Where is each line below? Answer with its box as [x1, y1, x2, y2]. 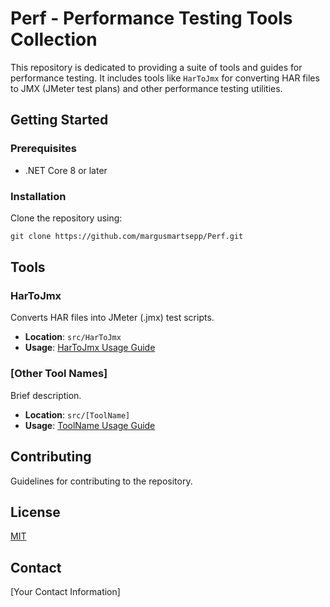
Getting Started [10, 112, 109, 129]
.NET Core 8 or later [24, 164, 108, 176]
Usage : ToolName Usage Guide [24, 419, 156, 431]
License [10, 503, 61, 521]
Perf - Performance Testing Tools [10, 7, 293, 30]
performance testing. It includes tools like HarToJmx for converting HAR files [10, 72, 320, 84]
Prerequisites [10, 142, 77, 156]
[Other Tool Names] [10, 367, 108, 381]
